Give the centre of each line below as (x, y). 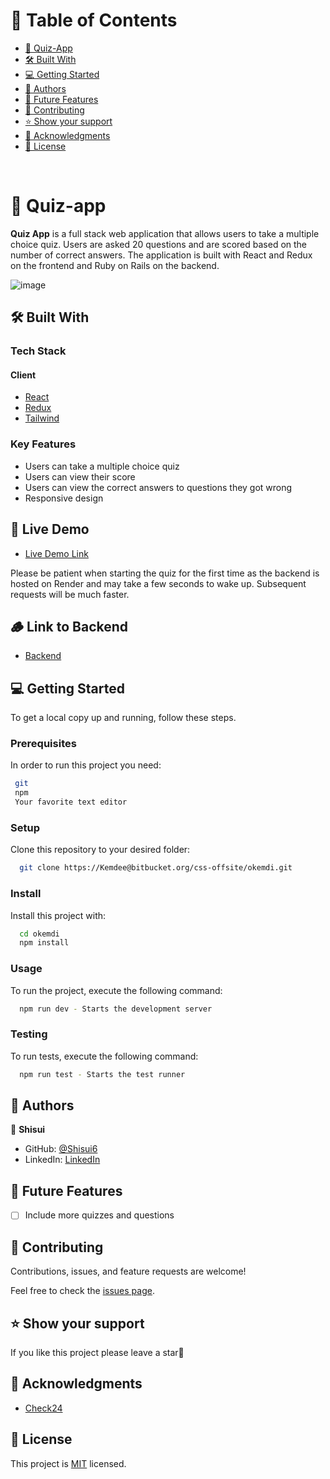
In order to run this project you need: (86, 765)
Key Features (43, 444)
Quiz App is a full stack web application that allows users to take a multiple (165, 233)
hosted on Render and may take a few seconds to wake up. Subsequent (158, 583)
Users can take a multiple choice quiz (102, 466)
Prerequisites (43, 744)
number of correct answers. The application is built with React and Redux (161, 255)
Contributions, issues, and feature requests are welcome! (128, 1271)
